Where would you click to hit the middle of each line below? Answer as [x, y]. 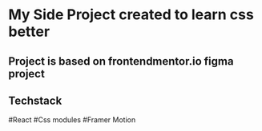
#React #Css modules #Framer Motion [72, 120]
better [29, 32]
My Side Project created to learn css [131, 15]
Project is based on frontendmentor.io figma [121, 61]
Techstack [35, 100]
